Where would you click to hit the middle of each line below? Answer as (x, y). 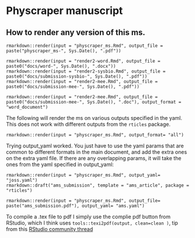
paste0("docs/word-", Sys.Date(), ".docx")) (61, 66)
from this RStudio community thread (50, 229)
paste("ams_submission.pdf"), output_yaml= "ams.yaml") (75, 206)
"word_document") (27, 107)
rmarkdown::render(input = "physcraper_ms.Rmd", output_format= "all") (95, 135)
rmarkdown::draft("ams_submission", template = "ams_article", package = (98, 185)
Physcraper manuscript (65, 11)
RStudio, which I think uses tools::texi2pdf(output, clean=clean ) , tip (92, 223)
